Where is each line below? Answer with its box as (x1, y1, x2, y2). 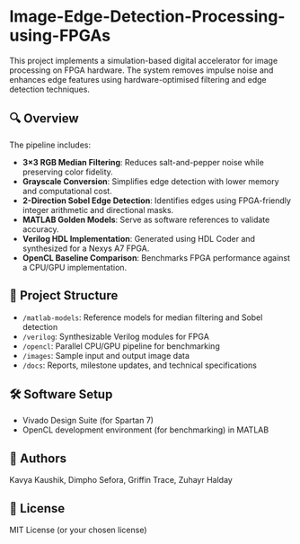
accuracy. (22, 223, 60, 235)
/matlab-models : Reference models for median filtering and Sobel (22, 312, 263, 323)
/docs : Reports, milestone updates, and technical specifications (22, 360, 258, 370)
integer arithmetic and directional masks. (22, 204, 174, 215)
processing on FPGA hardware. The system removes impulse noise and (9, 65, 274, 76)
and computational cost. (22, 185, 112, 196)
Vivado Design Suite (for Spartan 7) (22, 415, 154, 426)
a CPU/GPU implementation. (22, 262, 128, 272)
